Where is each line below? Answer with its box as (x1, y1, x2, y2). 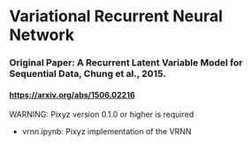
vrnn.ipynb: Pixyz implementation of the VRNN (21, 126, 192, 137)
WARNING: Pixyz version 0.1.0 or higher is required (9, 109, 195, 120)
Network (9, 25, 75, 45)
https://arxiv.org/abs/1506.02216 (9, 89, 135, 100)
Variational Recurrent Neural (9, 6, 224, 27)
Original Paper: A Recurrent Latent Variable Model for (9, 57, 243, 69)
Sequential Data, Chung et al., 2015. (9, 68, 166, 80)
